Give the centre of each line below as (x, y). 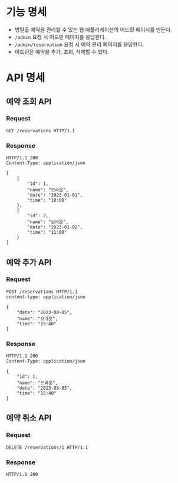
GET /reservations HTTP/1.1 (41, 130)
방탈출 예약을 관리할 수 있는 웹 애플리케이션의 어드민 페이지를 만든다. (93, 30)
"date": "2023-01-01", (55, 195)
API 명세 (26, 78)
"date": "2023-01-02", (55, 227)
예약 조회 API (29, 101)
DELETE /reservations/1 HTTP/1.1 (47, 447)
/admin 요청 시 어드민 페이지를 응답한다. (60, 37)
